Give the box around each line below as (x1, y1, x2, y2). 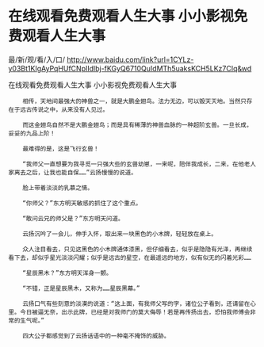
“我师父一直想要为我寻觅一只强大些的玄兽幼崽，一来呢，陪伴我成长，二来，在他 (22, 160, 244, 168)
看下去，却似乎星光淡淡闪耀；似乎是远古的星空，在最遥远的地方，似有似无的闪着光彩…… (8, 254, 251, 261)
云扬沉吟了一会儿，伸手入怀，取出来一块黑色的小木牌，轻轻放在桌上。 (22, 230, 218, 238)
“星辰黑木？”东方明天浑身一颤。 (22, 269, 113, 277)
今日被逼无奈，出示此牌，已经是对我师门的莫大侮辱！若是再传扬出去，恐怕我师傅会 (19, 308, 251, 316)
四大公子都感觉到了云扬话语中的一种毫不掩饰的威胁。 (22, 332, 170, 340)
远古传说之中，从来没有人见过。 (19, 105, 109, 113)
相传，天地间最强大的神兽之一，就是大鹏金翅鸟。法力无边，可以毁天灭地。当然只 (22, 97, 247, 105)
